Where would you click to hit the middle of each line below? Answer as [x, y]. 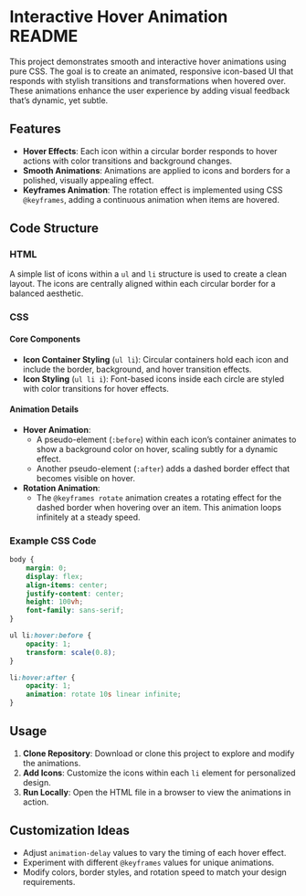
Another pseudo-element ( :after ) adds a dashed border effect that [163, 469]
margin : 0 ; [47, 568]
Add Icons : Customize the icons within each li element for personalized [159, 773]
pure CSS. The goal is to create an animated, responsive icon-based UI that [152, 71]
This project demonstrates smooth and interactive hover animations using [148, 61]
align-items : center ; [67, 585]
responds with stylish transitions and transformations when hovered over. [148, 80]
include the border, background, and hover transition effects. [137, 369]
